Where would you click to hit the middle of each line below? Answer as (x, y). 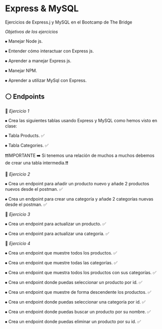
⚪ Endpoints (25, 97)
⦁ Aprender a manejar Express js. (38, 61)
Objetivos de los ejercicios (31, 31)
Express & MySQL (42, 9)
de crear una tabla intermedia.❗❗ (37, 163)
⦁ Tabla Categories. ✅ (27, 145)
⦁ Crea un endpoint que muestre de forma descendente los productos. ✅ (78, 292)
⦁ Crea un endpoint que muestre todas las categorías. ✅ (61, 262)
